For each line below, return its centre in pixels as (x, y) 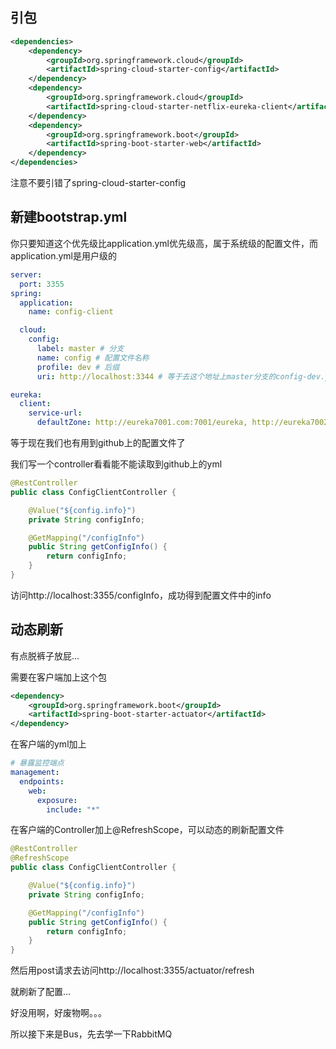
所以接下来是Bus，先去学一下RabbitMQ (91, 1034)
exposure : (57, 800)
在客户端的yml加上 (48, 744)
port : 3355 (42, 284)
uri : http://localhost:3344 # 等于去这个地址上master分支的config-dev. (181, 376)
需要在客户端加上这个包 (58, 677)
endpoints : (42, 781)
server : (26, 274)
